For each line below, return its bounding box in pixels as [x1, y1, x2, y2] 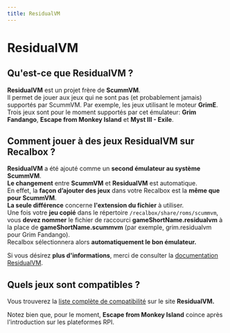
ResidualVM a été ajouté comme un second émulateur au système [7, 164, 201, 173]
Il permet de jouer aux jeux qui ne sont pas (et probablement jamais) [7, 93, 202, 101]
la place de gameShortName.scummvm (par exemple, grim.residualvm [7, 223, 212, 232]
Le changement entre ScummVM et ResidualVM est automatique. [7, 179, 197, 188]
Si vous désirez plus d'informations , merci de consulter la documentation [7, 251, 218, 260]
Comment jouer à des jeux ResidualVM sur [7, 136, 195, 147]
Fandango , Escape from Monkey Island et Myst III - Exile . [7, 115, 175, 123]
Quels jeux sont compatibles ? [7, 278, 141, 291]
